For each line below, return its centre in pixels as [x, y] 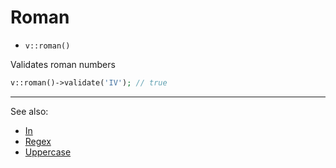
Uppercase [48, 152]
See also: [29, 111]
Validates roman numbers [63, 64]
